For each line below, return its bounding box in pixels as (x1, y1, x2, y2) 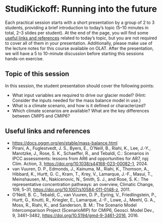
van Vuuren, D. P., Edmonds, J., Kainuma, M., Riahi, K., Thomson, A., (12, 166, 149, 171)
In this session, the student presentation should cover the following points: (5, 83, 154, 89)
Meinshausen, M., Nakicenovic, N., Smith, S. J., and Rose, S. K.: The (12, 176, 149, 182)
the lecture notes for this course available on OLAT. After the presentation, (5, 45, 154, 51)
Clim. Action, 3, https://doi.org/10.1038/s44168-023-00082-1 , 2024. (12, 161, 148, 167)
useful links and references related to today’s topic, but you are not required (5, 35, 157, 41)
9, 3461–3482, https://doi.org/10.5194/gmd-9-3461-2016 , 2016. (12, 212, 139, 218)
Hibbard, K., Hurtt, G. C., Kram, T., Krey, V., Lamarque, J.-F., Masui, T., (12, 171, 153, 177)
